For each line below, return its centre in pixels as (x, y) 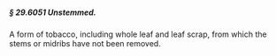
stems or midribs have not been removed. (85, 43)
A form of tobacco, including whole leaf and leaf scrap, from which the (138, 34)
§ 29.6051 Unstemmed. (53, 12)
